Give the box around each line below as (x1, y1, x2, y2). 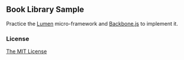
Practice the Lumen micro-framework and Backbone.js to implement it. (6, 20, 178, 27)
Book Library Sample (6, 5, 84, 15)
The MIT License (6, 48, 47, 55)
